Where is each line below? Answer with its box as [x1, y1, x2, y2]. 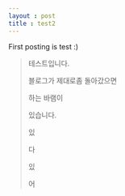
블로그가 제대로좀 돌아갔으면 [27, 75, 118, 85]
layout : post [8, 11, 56, 20]
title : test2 [8, 19, 56, 28]
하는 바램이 [27, 92, 64, 102]
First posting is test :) [8, 41, 79, 51]
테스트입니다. [27, 58, 70, 68]
